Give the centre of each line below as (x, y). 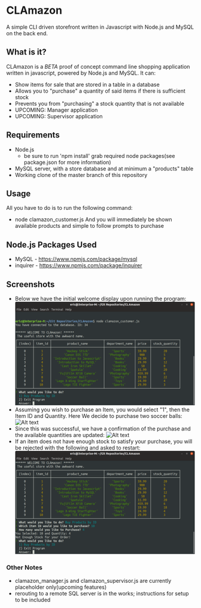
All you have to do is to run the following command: (69, 208)
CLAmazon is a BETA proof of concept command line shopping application (98, 66)
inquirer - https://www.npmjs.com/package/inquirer (78, 265)
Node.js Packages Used (51, 245)
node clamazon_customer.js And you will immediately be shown (93, 219)
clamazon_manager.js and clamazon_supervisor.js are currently (93, 580)
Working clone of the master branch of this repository (81, 175)
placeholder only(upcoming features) (61, 587)
